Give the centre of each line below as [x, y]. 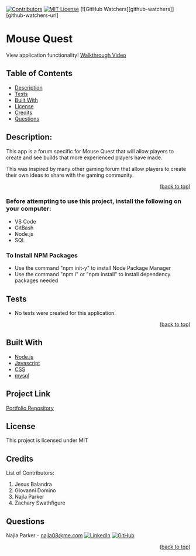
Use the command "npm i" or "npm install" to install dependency [92, 274]
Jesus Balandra [33, 484]
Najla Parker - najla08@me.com [44, 536]
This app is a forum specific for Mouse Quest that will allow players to [90, 151]
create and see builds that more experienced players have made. [84, 157]
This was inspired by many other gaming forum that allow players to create [96, 169]
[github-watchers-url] [32, 15]
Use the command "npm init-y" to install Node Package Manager [93, 268]
